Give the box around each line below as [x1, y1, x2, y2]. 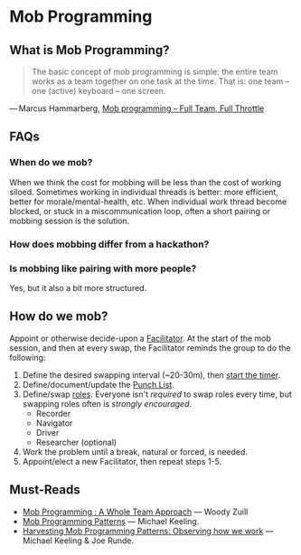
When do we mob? [9, 156, 93, 169]
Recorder [35, 408, 71, 419]
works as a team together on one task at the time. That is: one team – [31, 76, 290, 87]
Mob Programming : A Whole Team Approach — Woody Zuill [22, 506, 249, 517]
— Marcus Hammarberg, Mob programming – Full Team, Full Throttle [9, 103, 265, 114]
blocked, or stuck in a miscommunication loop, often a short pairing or [9, 205, 271, 216]
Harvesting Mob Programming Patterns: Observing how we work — [22, 525, 274, 536]
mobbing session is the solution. [9, 215, 130, 226]
